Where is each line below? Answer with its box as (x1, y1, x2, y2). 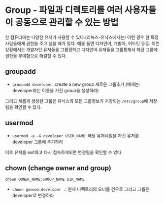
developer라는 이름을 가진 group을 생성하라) (12, 87, 99, 93)
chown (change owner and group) (5, 164, 112, 172)
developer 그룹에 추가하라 (12, 139, 63, 145)
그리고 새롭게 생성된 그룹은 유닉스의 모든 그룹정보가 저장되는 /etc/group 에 (5, 98, 148, 104)
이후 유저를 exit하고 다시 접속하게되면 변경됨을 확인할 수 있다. (5, 149, 123, 155)
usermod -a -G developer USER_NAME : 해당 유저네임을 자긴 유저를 (12, 132, 139, 139)
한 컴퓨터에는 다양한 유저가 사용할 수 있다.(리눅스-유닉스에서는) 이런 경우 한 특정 (5, 34, 159, 40)
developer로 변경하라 (12, 193, 54, 199)
